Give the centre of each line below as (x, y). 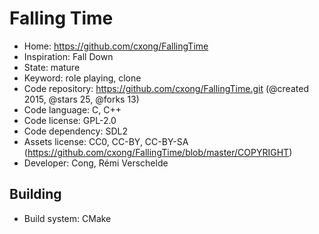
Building (35, 194)
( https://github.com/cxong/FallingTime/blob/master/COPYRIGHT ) (158, 152)
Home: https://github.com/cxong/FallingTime (116, 46)
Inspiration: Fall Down (68, 56)
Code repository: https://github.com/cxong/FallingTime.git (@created (166, 88)
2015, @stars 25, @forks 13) (81, 99)
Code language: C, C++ (72, 109)
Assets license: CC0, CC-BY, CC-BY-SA (106, 141)
